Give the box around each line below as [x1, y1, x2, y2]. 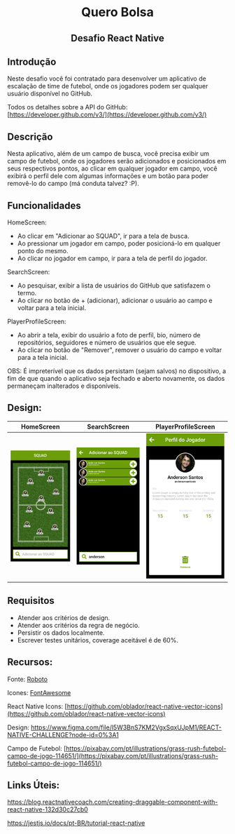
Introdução [7, 55, 57, 67]
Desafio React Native [71, 32, 164, 44]
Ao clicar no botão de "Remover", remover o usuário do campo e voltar [17, 346, 222, 354]
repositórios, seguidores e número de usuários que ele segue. [17, 338, 197, 347]
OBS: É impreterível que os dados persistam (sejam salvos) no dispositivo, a [7, 367, 227, 375]
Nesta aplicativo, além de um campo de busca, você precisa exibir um [7, 149, 210, 158]
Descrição [7, 130, 53, 142]
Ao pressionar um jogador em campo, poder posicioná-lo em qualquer [17, 239, 221, 248]
